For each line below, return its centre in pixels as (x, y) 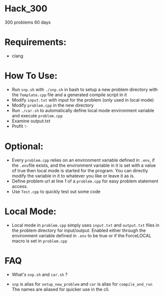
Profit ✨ (20, 126)
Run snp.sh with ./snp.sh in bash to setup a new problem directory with (85, 89)
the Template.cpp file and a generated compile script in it (69, 95)
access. (20, 186)
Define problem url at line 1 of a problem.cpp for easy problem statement (85, 181)
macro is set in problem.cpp (40, 241)
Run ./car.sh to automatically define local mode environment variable (83, 110)
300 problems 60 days (28, 22)
